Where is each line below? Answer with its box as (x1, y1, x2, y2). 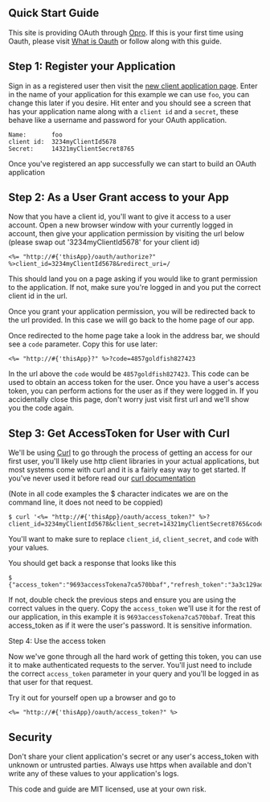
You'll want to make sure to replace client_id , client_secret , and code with (8, 534, 259, 544)
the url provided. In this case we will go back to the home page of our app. (8, 315, 255, 325)
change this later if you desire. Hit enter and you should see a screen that (8, 98, 252, 108)
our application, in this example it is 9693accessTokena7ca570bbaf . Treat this (8, 612, 256, 622)
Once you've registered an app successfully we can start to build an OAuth (8, 158, 257, 168)
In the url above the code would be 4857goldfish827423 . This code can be (8, 369, 250, 378)
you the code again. (8, 403, 75, 413)
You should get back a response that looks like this (8, 559, 177, 568)
